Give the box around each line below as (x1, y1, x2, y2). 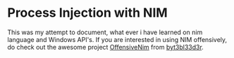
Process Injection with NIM (7, 5, 168, 21)
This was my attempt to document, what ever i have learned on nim (7, 28, 203, 36)
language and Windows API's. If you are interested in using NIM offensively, (7, 35, 228, 43)
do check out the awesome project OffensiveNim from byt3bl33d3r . (7, 43, 204, 51)
